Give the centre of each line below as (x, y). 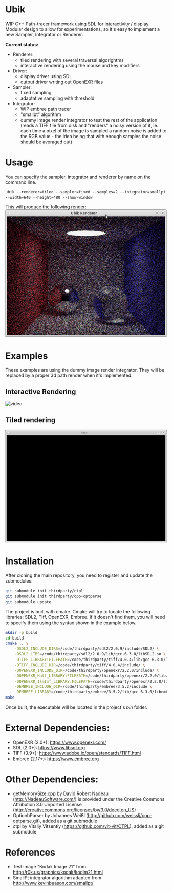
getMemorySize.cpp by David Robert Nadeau (61, 793)
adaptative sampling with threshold (57, 98)
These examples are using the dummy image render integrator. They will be (85, 370)
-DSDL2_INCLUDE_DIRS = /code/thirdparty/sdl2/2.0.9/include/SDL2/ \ (87, 649)
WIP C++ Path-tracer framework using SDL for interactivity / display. (78, 24)
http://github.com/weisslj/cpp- (120, 815)
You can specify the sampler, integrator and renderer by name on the (78, 177)
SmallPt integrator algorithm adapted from (57, 877)
